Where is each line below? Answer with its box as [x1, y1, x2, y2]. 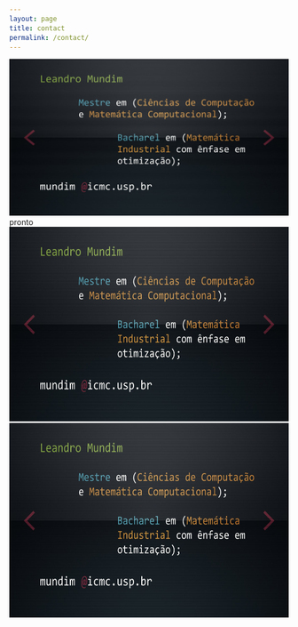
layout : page [9, 14, 58, 23]
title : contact [9, 23, 66, 33]
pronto [9, 217, 34, 228]
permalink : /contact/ [9, 33, 90, 42]
